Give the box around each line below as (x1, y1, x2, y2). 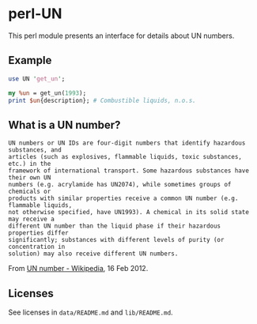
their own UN (8, 174, 51, 182)
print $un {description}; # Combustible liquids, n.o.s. (8, 96, 196, 104)
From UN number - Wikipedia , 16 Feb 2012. (8, 264, 149, 273)
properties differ (8, 229, 69, 237)
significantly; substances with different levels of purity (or (8, 236, 225, 244)
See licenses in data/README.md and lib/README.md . (8, 307, 173, 317)
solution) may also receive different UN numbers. (8, 250, 179, 258)
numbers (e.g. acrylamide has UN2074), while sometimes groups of (8, 181, 232, 189)
